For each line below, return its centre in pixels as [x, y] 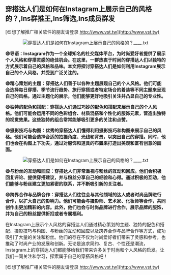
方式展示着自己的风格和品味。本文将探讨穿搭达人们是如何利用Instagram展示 [85, 66]
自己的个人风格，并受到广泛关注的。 [43, 72]
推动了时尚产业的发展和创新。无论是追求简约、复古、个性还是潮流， [77, 243]
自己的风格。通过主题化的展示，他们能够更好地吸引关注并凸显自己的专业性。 [85, 96]
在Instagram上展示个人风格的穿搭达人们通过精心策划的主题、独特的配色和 [83, 224]
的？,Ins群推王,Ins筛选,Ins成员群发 [60, 19]
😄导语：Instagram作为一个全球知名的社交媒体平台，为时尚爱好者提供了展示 [85, 53]
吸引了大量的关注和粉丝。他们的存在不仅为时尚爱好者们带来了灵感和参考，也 [85, 237]
